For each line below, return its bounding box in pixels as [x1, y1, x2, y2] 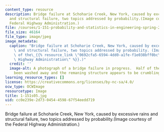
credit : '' [9, 61, 32, 66]
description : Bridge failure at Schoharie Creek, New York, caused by [5, 12, 152, 17]
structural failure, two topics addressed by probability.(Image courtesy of [5, 116, 152, 122]
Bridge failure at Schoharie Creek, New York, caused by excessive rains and [5, 111, 158, 117]
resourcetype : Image [5, 89, 47, 94]
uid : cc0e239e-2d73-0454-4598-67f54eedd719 [5, 98, 95, 103]
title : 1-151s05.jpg [5, 93, 47, 98]
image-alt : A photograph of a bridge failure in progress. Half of [9, 66, 152, 71]
